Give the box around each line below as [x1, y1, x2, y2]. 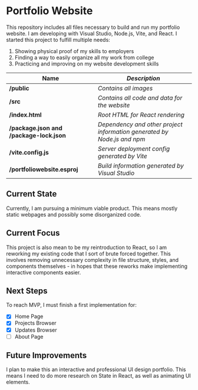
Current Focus [6, 228, 60, 238]
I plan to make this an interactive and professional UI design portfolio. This [6, 366, 186, 373]
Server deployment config [97, 145, 170, 153]
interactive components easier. [6, 268, 81, 276]
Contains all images [97, 84, 153, 92]
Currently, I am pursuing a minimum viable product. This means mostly [6, 205, 178, 212]
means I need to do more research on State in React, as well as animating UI [6, 372, 192, 379]
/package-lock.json [9, 131, 66, 139]
